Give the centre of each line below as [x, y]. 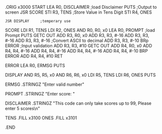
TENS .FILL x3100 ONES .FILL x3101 [41, 118]
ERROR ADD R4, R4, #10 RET [34, 56]
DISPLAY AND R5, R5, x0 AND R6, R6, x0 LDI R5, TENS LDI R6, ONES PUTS [81, 75]
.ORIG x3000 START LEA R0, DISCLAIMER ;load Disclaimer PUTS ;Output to [81, 7]
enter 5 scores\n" [23, 108]
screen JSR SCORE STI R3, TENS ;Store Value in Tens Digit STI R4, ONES [79, 12]
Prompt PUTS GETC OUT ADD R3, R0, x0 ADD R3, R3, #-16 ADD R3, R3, [77, 35]
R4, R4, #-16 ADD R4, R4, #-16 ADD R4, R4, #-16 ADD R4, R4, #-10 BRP [76, 51]
